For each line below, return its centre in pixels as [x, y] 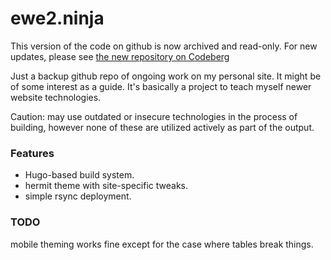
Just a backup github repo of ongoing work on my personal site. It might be [166, 76]
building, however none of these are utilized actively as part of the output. [162, 127]
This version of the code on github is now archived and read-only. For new [164, 46]
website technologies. [56, 97]
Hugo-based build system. [79, 175]
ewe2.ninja [57, 18]
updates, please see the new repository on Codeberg [120, 56]
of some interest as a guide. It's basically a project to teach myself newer [161, 86]
